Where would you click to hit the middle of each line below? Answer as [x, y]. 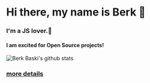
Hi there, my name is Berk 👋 [76, 12]
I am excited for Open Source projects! [55, 45]
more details [25, 74]
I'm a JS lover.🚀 [29, 31]
